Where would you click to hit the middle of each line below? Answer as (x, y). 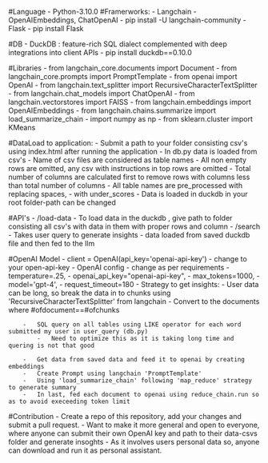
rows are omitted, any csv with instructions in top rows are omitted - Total (130, 168)
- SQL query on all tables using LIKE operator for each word (132, 325)
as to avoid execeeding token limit (69, 401)
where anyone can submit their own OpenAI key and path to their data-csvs (133, 433)
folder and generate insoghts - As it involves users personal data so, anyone (134, 442)
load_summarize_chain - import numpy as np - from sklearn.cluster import (131, 119)
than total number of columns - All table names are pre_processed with (125, 186)
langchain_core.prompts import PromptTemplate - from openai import (123, 76)
